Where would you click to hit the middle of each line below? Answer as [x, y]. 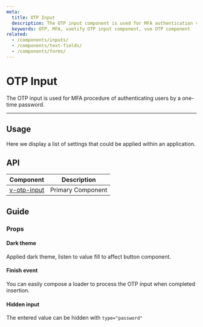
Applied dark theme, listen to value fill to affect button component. [89, 256]
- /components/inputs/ [40, 40]
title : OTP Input [34, 18]
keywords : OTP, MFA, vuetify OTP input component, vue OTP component [101, 29]
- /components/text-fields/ [47, 46]
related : [17, 35]
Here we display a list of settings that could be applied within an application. [101, 144]
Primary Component [79, 190]
